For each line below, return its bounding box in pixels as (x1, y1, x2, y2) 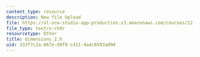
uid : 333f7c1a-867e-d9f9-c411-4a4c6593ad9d (6, 42, 116, 48)
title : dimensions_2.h (6, 36, 62, 42)
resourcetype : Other (6, 31, 58, 37)
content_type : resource (6, 8, 65, 15)
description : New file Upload (6, 14, 82, 20)
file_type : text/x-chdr (6, 25, 65, 31)
